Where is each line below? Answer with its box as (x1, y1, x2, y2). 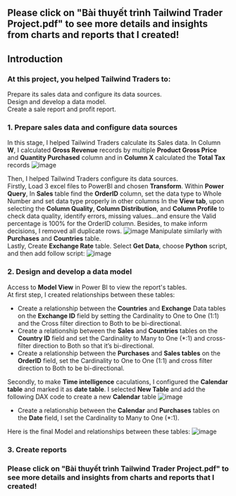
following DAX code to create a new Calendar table (7, 392, 157, 401)
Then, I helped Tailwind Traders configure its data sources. (7, 174, 178, 183)
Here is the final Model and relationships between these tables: (7, 427, 191, 435)
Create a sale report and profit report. (7, 105, 116, 113)
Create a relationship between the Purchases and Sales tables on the (17, 349, 221, 357)
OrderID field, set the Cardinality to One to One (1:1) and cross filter (17, 356, 213, 364)
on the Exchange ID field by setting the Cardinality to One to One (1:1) (17, 311, 220, 320)
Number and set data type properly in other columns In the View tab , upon (7, 197, 224, 205)
